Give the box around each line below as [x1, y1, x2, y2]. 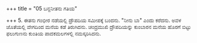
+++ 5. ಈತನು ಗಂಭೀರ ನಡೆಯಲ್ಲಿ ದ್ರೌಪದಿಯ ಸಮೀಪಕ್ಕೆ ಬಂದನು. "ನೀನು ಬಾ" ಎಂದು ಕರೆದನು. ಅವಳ [6, 17, 182, 24]
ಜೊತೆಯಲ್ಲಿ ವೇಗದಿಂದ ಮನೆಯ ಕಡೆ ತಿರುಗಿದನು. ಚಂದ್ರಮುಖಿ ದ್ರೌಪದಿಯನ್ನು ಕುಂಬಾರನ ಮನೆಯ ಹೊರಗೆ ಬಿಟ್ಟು [6, 24, 192, 30]
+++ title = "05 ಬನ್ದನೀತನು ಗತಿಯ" [6, 5, 78, 12]
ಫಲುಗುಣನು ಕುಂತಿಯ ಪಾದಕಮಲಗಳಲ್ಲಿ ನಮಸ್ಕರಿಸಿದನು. [6, 30, 101, 37]
